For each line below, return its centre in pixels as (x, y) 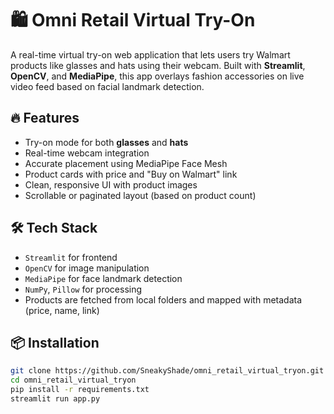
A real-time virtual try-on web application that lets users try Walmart (150, 54)
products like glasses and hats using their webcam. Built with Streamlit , (158, 65)
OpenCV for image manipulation (87, 268)
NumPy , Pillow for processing (83, 289)
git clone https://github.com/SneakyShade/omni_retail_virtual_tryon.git (167, 371)
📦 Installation (55, 342)
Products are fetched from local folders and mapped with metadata (163, 299)
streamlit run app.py (55, 399)
